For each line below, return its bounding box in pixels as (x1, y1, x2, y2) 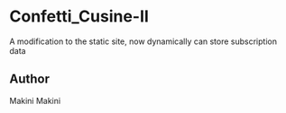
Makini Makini (9, 95, 61, 106)
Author (9, 72, 50, 87)
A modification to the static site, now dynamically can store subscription (9, 36, 278, 47)
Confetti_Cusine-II (9, 6, 149, 27)
